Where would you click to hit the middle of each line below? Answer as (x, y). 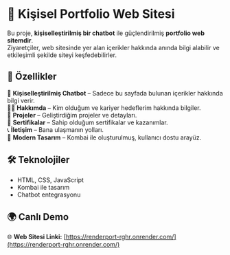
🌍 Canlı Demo (38, 217)
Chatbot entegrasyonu (49, 195)
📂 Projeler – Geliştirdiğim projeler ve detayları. (72, 115)
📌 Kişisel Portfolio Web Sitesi (91, 14)
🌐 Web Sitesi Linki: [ (37, 237)
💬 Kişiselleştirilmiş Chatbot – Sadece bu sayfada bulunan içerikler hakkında (115, 93)
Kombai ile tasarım (43, 187)
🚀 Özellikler (32, 77)
